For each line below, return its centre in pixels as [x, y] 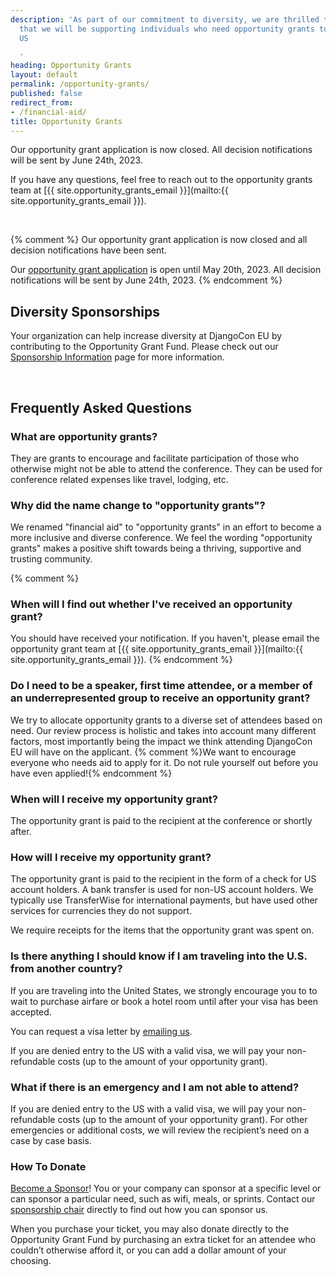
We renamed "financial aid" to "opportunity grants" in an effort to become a [166, 527]
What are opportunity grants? [84, 436]
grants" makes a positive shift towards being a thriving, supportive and [156, 548]
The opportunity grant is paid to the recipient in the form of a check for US [163, 879]
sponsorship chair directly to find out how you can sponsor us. [139, 1210]
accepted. [31, 1012]
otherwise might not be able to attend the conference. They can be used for [166, 468]
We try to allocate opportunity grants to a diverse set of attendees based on [166, 720]
